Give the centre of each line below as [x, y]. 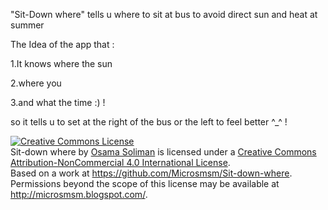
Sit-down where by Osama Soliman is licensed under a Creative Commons [163, 152]
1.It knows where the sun [61, 63]
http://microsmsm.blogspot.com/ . [79, 194]
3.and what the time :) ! [58, 102]
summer [27, 25]
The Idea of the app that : [62, 44]
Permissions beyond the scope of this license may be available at [145, 183]
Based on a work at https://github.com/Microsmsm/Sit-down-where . [151, 173]
